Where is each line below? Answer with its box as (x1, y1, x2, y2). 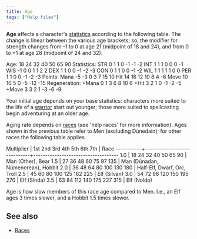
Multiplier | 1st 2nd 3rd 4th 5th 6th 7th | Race (6, 145, 115, 152)
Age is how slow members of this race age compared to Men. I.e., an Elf (6, 188, 181, 195)
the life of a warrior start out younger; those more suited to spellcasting (6, 103, 179, 110)
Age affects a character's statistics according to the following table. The (6, 30, 181, 37)
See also (6, 211, 38, 221)
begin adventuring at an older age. (6, 110, 90, 117)
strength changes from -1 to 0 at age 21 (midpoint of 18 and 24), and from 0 (6, 42, 189, 50)
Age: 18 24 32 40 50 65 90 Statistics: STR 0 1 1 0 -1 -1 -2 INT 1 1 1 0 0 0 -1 (6, 60, 183, 68)
